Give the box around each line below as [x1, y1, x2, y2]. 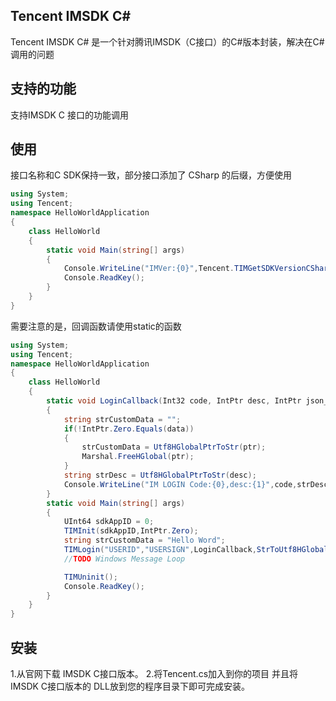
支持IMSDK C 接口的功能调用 [10, 109, 129, 121]
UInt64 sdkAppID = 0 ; [63, 517, 155, 527]
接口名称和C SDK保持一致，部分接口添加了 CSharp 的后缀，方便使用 [10, 169, 292, 181]
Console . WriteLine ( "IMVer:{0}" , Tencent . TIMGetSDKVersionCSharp [63, 264, 333, 274]
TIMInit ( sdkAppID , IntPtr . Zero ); [63, 526, 199, 536]
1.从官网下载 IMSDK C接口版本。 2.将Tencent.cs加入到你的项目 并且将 [10, 668, 298, 679]
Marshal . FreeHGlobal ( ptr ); [81, 452, 195, 462]
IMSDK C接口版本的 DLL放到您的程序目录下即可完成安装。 [10, 680, 250, 692]
